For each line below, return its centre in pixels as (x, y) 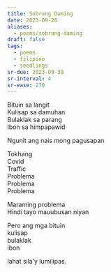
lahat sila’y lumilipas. (37, 262)
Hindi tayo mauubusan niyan (48, 212)
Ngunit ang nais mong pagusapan (56, 141)
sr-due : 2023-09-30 (36, 72)
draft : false (26, 40)
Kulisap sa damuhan (36, 112)
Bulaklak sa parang (35, 120)
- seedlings (31, 66)
